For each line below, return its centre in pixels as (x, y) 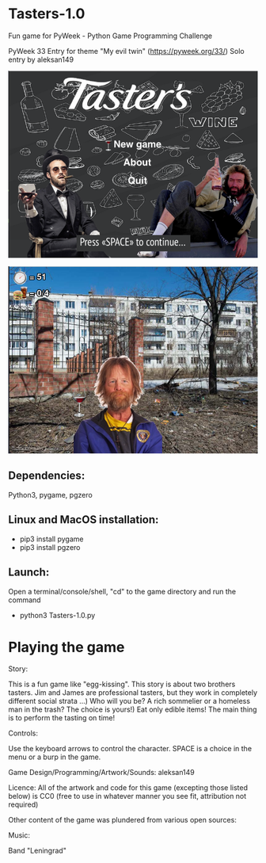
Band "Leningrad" (38, 851)
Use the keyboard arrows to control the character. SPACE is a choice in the (130, 749)
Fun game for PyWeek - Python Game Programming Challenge (110, 36)
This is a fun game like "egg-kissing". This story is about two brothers (122, 684)
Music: (19, 835)
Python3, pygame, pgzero (50, 495)
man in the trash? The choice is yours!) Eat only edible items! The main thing (133, 709)
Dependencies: (47, 476)
